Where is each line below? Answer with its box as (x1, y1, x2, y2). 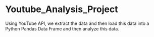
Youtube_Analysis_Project (5, 4, 118, 15)
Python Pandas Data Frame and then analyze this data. (5, 25, 120, 31)
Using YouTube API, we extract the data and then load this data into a (5, 20, 149, 26)
